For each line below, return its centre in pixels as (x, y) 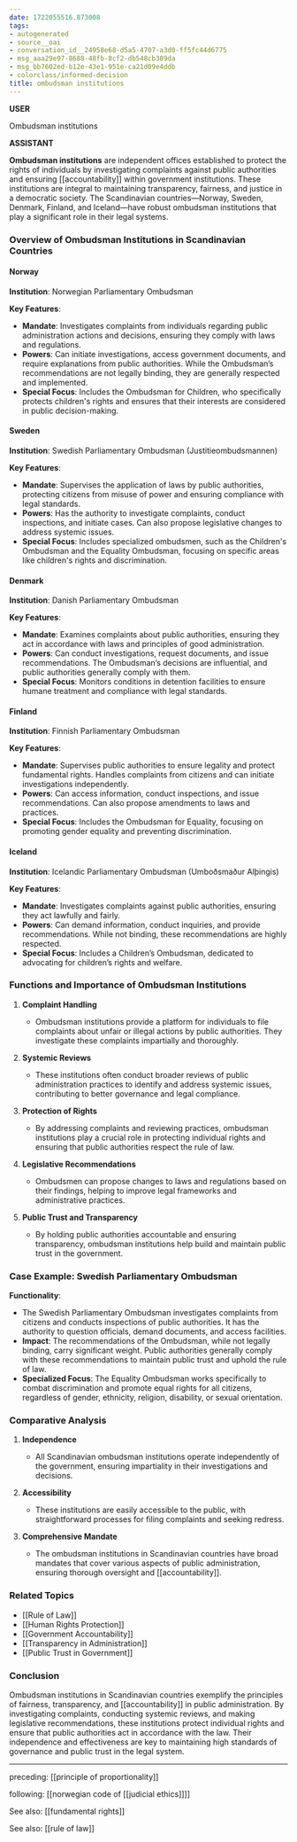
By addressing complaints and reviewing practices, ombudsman (152, 1128)
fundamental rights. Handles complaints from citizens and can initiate (148, 775)
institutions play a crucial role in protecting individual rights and (150, 1137)
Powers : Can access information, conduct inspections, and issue (140, 793)
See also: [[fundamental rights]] (67, 1811)
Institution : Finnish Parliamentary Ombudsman (95, 731)
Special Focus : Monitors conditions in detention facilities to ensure (144, 682)
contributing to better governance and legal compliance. (137, 1093)
